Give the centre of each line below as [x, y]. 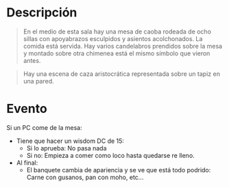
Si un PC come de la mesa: [45, 127]
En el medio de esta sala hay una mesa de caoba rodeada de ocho [117, 31]
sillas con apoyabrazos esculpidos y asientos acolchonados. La [113, 38]
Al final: [27, 163]
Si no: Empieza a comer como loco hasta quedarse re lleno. [110, 155]
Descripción [42, 13]
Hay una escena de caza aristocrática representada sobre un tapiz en [122, 74]
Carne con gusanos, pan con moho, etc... [85, 177]
